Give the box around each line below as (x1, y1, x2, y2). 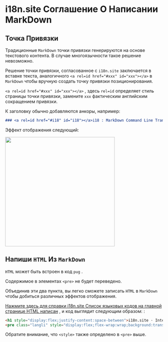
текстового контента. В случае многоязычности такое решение (5, 52, 141, 58)
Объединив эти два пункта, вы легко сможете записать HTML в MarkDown (5, 287, 157, 293)
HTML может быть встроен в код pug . (5, 268, 83, 274)
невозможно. (5, 58, 34, 63)
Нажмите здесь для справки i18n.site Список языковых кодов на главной (5, 302, 162, 308)
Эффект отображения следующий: (5, 126, 79, 133)
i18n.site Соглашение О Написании (5, 3, 158, 15)
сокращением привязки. (5, 98, 58, 104)
